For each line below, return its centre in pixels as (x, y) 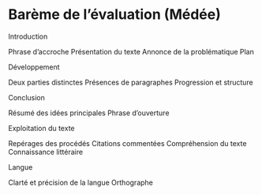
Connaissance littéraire (46, 152)
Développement (34, 67)
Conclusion (27, 97)
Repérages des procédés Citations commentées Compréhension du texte (127, 143)
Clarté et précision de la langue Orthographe (81, 182)
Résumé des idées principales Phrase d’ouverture (89, 113)
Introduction (28, 36)
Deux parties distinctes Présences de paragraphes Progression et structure (131, 82)
